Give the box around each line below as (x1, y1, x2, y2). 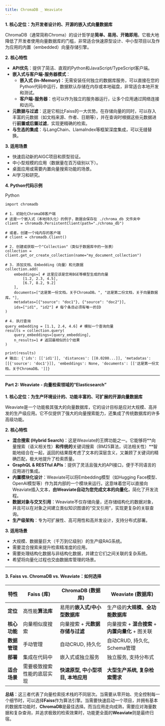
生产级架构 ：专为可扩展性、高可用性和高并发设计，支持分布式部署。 (12, 517, 150, 523)
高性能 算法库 (23, 608, 53, 615)
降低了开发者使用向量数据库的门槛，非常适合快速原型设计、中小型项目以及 (5, 38, 156, 44)
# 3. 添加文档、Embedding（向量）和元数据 (5, 262, 83, 267)
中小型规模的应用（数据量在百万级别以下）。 (12, 159, 101, 165)
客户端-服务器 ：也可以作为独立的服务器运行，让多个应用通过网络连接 (19, 95, 160, 101)
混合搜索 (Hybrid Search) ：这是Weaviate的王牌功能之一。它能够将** (12, 437, 152, 443)
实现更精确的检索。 (51, 120, 90, 126)
